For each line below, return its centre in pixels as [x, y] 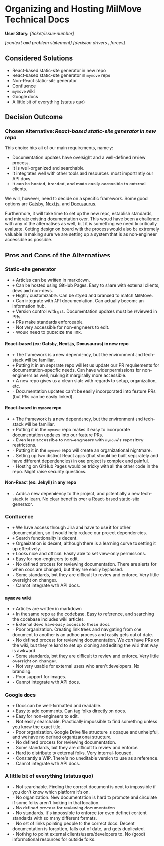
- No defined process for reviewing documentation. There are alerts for [84, 564]
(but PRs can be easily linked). [43, 397]
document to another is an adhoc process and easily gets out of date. [82, 635]
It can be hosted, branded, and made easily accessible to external [79, 184]
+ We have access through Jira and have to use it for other [71, 528]
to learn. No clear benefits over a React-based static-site [82, 499]
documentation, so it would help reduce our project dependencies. [80, 533]
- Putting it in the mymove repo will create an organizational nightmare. [82, 450]
